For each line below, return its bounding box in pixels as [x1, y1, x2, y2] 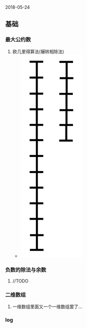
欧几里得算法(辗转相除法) [12, 48, 64, 54]
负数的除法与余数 [5, 266, 46, 273]
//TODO [12, 277, 29, 284]
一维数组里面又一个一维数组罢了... [12, 303, 82, 309]
